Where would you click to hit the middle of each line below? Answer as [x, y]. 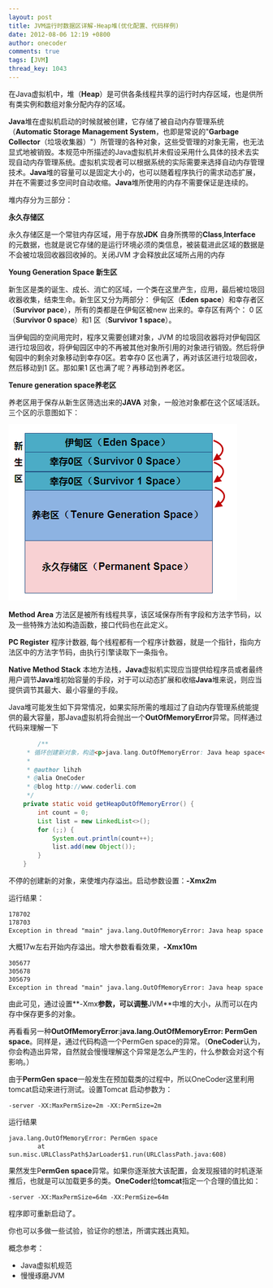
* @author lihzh [54, 769]
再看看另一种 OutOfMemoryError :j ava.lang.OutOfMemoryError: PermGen [133, 1031]
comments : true [34, 52]
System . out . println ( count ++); [103, 839]
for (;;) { [56, 830]
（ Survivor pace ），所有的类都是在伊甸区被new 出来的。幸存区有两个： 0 [131, 309]
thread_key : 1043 [38, 69]
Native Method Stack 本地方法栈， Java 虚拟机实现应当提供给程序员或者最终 [136, 669]
